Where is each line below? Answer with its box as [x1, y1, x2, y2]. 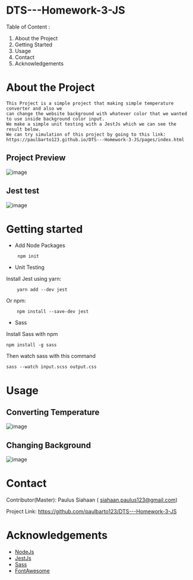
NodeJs [14, 549, 34, 556]
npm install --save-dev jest [17, 309, 89, 315]
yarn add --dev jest [17, 287, 68, 293]
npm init [17, 253, 40, 259]
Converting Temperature [6, 407, 100, 417]
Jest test [6, 186, 40, 196]
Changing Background [6, 440, 91, 450]
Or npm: [6, 297, 27, 305]
